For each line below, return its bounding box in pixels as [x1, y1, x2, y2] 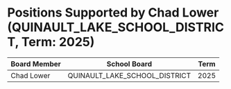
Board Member [10, 59, 61, 68]
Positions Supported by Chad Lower [7, 5, 219, 21]
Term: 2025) [21, 34, 95, 50]
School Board [106, 59, 153, 68]
